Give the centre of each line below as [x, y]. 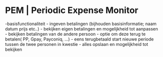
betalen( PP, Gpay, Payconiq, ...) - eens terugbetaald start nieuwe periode [80, 39]
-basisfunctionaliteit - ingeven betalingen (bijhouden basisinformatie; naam [81, 24]
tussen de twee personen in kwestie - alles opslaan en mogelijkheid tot [77, 44]
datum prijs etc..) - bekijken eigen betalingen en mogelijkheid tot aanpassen [81, 28]
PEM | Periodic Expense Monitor [72, 10]
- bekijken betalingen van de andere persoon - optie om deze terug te [75, 34]
